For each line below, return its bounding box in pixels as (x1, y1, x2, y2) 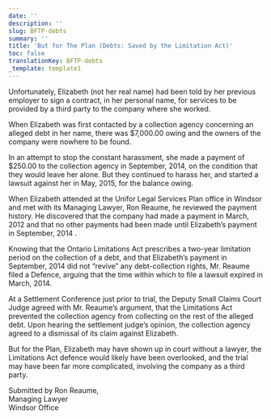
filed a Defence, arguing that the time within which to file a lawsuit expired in (8, 269, 263, 279)
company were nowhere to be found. (8, 137, 132, 146)
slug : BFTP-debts (8, 27, 67, 35)
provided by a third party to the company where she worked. (8, 104, 211, 113)
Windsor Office (8, 402, 59, 413)
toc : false (8, 49, 45, 57)
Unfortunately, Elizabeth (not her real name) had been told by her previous (8, 87, 256, 96)
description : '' (8, 19, 63, 28)
